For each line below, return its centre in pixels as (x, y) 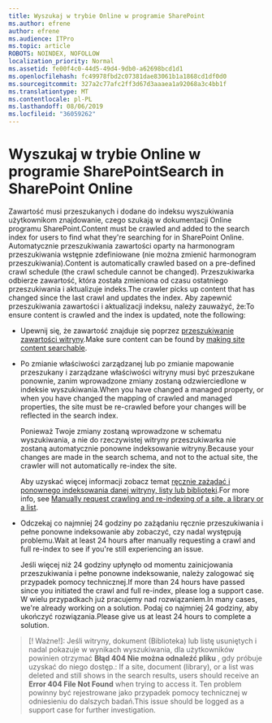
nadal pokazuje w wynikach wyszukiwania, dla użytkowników (131, 649)
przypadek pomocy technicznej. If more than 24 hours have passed (132, 582)
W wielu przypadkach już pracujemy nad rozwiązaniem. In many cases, (139, 599)
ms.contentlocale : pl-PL (50, 99)
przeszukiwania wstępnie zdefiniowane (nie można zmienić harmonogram (133, 254)
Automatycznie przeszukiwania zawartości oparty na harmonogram (122, 245)
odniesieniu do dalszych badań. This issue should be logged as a (136, 701)
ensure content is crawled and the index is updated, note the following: (127, 314)
